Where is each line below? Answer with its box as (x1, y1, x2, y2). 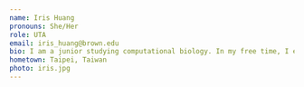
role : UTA (9, 30, 47, 39)
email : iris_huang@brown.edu (9, 38, 119, 48)
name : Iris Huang (9, 13, 75, 23)
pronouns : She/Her (9, 22, 79, 31)
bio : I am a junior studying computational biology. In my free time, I (9, 47, 290, 56)
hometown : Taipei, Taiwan (9, 55, 107, 64)
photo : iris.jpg (9, 64, 71, 73)
